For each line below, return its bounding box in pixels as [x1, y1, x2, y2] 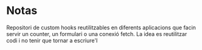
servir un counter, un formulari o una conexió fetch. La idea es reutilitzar [6, 30, 187, 37]
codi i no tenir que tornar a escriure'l [6, 37, 98, 44]
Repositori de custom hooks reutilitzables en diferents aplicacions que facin [6, 24, 197, 31]
